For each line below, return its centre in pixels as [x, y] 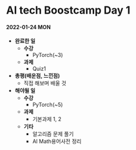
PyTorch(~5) [48, 105]
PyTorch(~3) [48, 55]
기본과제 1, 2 [47, 119]
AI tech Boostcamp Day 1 [68, 10]
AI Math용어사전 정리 [57, 141]
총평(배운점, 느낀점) [37, 76]
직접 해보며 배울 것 [45, 83]
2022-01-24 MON [29, 27]
